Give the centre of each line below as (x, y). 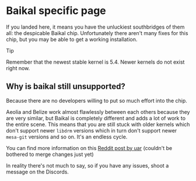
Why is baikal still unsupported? (66, 87)
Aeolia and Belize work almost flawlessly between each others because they (98, 112)
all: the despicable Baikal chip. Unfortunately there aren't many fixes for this (97, 33)
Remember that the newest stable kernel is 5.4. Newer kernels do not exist (95, 62)
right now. (18, 68)
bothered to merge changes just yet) (50, 154)
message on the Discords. (37, 172)
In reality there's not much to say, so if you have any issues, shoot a (87, 165)
